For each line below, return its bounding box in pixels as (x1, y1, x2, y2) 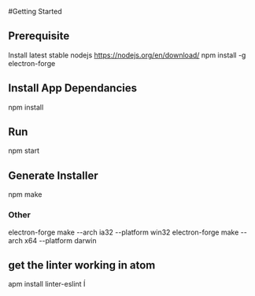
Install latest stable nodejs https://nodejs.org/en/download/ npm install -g (8, 50, 246, 60)
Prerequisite (8, 29, 70, 43)
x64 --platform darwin (24, 235, 97, 245)
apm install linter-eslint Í (8, 279, 86, 289)
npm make (8, 190, 42, 199)
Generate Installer (8, 168, 98, 182)
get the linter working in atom (8, 258, 156, 272)
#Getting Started (8, 7, 62, 16)
